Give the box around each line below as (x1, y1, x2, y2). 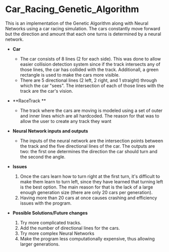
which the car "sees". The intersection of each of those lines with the (20, 82, 164, 89)
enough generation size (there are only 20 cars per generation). (20, 189, 153, 195)
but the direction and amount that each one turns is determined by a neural (5, 31, 161, 37)
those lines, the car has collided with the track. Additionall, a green (20, 67, 159, 73)
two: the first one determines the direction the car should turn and (20, 148, 158, 154)
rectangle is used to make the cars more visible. (20, 72, 120, 78)
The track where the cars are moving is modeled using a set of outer (20, 107, 163, 113)
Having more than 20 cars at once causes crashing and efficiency (20, 195, 157, 201)
